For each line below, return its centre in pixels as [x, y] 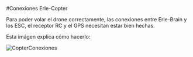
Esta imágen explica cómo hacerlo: [48, 37]
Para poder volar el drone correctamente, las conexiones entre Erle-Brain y [96, 19]
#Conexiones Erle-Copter [37, 8]
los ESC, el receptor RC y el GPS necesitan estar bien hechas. [80, 26]
